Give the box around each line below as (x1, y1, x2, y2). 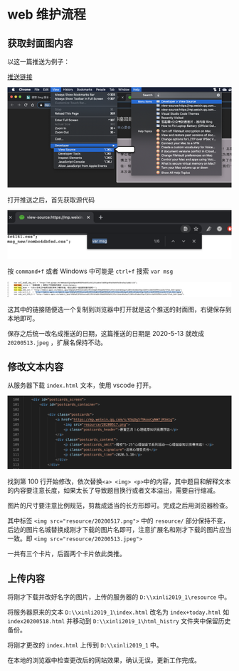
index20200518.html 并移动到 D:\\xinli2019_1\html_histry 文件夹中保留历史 (7, 617, 231, 625)
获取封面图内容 (7, 37, 73, 49)
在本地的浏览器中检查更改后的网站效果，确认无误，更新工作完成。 (7, 656, 201, 665)
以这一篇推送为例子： (7, 58, 70, 66)
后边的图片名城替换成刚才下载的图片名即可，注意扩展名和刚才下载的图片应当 (7, 526, 232, 534)
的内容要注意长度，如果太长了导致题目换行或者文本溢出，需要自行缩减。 (7, 486, 219, 495)
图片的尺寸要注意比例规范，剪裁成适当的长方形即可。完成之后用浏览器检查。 (7, 501, 232, 510)
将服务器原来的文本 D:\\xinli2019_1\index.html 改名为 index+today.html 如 (7, 608, 230, 617)
